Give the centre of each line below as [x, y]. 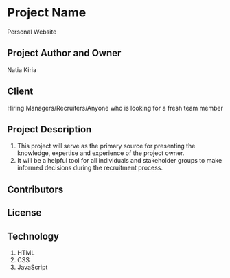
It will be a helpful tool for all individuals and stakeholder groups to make [119, 161]
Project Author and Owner [64, 53]
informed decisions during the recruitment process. [90, 168]
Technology [33, 236]
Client [20, 92]
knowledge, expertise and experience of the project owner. [101, 153]
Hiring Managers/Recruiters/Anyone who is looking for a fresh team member [115, 108]
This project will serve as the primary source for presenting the [106, 146]
